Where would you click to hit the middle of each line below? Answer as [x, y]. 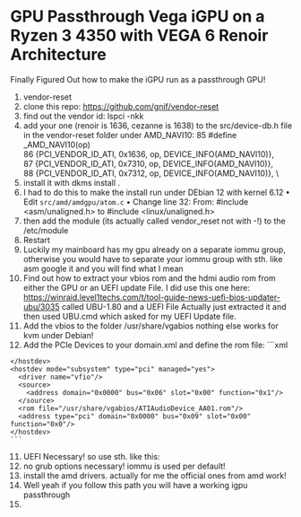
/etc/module [46, 230]
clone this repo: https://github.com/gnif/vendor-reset [121, 106]
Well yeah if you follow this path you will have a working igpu [135, 485]
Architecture [58, 55]
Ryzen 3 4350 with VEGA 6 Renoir [139, 35]
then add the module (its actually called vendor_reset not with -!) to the [154, 221]
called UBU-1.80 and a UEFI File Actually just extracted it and [174, 306]
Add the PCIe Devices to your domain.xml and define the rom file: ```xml [155, 345]
